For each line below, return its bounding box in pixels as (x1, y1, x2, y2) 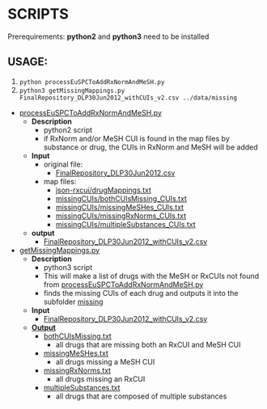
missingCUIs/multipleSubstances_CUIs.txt (55, 219, 196, 229)
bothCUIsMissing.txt (43, 331, 112, 340)
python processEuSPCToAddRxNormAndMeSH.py (19, 78, 165, 86)
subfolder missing (43, 297, 104, 306)
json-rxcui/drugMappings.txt (55, 185, 151, 195)
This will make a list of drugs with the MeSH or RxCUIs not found (43, 271, 260, 280)
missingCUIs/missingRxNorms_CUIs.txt (55, 211, 187, 221)
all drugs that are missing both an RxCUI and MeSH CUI (55, 339, 241, 349)
